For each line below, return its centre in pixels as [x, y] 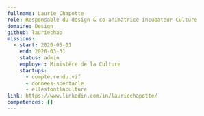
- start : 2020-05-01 [42, 45]
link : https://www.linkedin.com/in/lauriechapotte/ [82, 96]
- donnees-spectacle [54, 83]
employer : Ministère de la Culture [70, 64]
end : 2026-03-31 [43, 52]
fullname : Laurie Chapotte [46, 13]
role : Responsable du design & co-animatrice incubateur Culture [102, 20]
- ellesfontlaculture [56, 89]
